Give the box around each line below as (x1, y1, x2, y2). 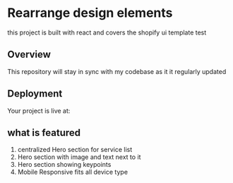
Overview (7, 49, 52, 61)
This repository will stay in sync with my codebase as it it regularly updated (7, 67, 227, 75)
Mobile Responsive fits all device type (17, 168, 129, 177)
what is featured (7, 127, 81, 139)
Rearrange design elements (7, 5, 173, 21)
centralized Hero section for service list (17, 146, 133, 154)
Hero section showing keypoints (17, 160, 112, 169)
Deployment (7, 88, 63, 100)
